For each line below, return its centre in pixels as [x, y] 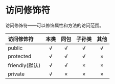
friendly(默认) [24, 65]
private [16, 74]
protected [20, 56]
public [15, 48]
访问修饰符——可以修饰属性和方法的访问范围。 [54, 25]
